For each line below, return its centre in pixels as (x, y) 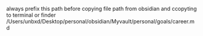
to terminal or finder (31, 15)
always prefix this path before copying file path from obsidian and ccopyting (101, 9)
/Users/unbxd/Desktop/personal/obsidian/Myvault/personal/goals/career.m (101, 21)
